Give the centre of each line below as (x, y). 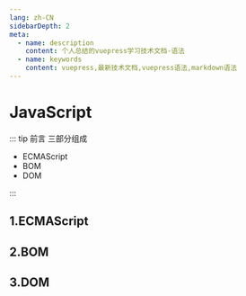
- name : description (56, 43)
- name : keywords (50, 59)
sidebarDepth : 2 (40, 26)
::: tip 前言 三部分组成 (48, 138)
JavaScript (51, 112)
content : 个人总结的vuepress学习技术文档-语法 (105, 51)
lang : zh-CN (31, 18)
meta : (19, 34)
